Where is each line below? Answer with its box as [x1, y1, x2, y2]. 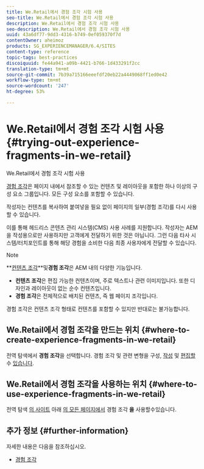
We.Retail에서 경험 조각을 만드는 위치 [6, 325, 140, 335]
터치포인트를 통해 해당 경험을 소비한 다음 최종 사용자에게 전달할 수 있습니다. [18, 239, 197, 246]
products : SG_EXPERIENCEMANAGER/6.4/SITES [6, 43, 116, 50]
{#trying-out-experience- [6, 136, 140, 150]
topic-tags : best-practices [6, 54, 78, 61]
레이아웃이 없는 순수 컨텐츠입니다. [31, 284, 111, 292]
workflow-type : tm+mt [6, 77, 62, 83]
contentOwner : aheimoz [6, 37, 64, 43]
